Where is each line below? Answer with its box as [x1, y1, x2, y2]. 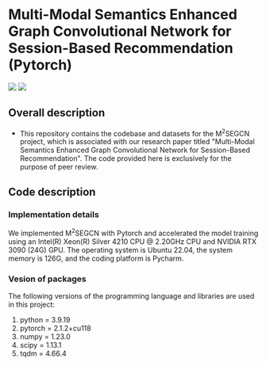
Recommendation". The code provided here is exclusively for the [19, 154, 232, 163]
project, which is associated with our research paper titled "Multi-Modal [19, 137, 256, 147]
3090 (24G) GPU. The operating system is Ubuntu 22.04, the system [8, 245, 233, 254]
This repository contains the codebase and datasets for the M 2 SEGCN [19, 127, 250, 138]
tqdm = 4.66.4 [19, 349, 67, 358]
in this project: [8, 299, 56, 310]
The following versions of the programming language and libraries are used [8, 292, 255, 301]
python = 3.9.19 [19, 315, 71, 325]
